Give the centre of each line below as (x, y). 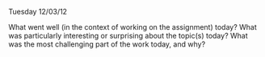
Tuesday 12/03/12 (38, 12)
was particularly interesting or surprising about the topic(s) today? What (128, 36)
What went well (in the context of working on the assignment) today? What (132, 27)
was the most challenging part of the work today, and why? (107, 44)
